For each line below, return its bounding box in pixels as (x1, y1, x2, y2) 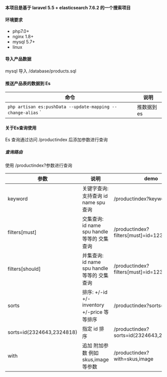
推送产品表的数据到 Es (5, 80, 51, 86)
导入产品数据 (5, 56, 31, 62)
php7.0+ (12, 28, 30, 34)
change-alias (7, 110, 39, 116)
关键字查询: (82, 185, 109, 192)
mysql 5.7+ (12, 39, 35, 45)
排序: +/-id (82, 289, 108, 296)
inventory (82, 302, 104, 308)
